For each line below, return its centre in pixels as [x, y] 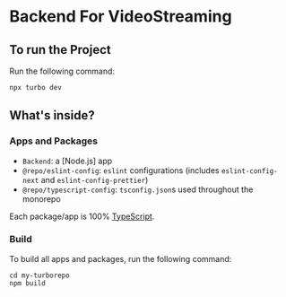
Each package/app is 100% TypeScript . [82, 216]
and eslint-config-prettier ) [95, 179]
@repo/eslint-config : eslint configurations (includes [121, 170]
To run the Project [60, 50]
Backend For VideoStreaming [121, 17]
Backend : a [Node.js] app [67, 161]
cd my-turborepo [39, 275]
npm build [28, 283]
